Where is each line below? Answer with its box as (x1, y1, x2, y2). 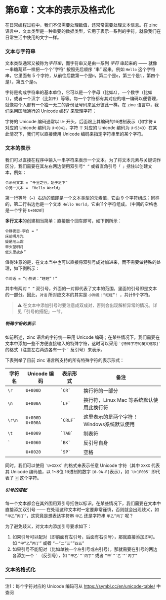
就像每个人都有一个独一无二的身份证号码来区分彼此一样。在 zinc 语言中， (5, 102, 155, 108)
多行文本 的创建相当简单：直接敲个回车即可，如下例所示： (5, 218, 122, 224)
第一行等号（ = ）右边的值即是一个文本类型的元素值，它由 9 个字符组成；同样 (5, 195, 160, 201)
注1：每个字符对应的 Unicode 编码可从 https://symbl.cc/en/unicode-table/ (5, 583, 156, 589)
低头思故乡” (5, 249, 26, 255)
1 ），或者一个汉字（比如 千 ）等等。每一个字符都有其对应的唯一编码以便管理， (5, 95, 161, 102)
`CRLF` (60, 417, 76, 423)
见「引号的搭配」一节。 (17, 308, 65, 314)
